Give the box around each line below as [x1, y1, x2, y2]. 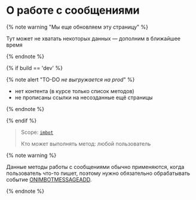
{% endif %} [6, 117, 37, 124]
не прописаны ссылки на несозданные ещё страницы [14, 94, 153, 101]
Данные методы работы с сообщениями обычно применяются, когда [6, 163, 185, 170]
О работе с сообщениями [6, 4, 140, 17]
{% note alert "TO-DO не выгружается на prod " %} [6, 76, 135, 83]
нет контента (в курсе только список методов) [14, 87, 134, 94]
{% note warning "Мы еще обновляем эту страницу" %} [6, 23, 148, 30]
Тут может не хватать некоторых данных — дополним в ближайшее [6, 35, 181, 42]
